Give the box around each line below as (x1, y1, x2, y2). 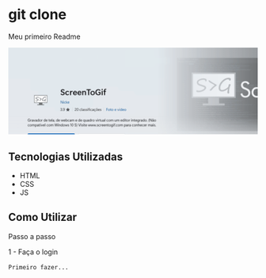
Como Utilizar (8, 211, 78, 224)
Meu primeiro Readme (8, 32, 81, 41)
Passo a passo (8, 231, 56, 241)
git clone (8, 6, 67, 24)
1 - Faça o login (8, 247, 59, 257)
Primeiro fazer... (8, 263, 69, 271)
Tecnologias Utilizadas (8, 150, 123, 163)
